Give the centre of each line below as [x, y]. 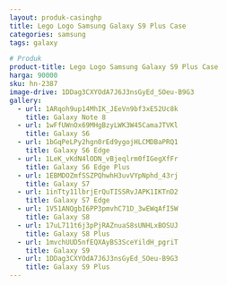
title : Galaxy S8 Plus [68, 234]
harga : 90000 [34, 76]
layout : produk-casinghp [56, 17]
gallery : [26, 100]
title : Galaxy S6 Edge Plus [78, 167]
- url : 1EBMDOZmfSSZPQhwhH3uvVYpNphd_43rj [98, 176]
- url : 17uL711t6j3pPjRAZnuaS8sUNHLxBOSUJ [98, 225]
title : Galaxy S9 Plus [68, 267]
